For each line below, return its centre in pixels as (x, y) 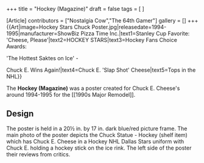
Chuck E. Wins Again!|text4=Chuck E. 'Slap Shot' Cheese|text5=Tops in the (101, 70)
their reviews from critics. (38, 154)
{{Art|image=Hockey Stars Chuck (48, 27)
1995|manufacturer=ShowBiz (43, 33)
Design (20, 114)
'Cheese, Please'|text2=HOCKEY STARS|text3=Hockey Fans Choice (92, 40)
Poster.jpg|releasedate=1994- (129, 27)
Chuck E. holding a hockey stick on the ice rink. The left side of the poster (99, 148)
